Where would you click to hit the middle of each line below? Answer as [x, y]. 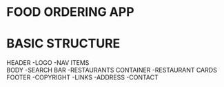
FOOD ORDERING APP [71, 12]
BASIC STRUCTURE [63, 44]
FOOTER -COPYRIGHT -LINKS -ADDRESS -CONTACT [83, 77]
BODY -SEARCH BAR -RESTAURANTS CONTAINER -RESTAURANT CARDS [112, 70]
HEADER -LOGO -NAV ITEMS [48, 63]
